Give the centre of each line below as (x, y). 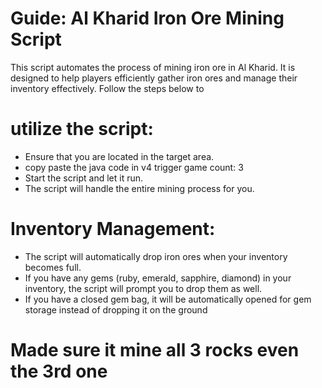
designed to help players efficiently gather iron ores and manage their (154, 78)
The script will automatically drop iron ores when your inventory (156, 256)
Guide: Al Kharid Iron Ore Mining (147, 18)
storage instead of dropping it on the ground (116, 309)
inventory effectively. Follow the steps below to (107, 88)
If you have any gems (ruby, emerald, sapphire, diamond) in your (158, 278)
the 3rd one (59, 371)
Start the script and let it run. (84, 178)
